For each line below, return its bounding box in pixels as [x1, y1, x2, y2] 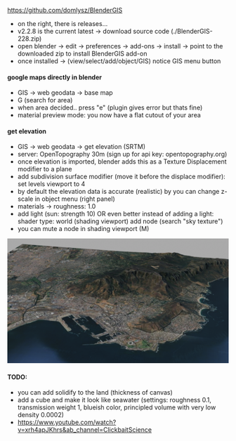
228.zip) [17, 34, 42, 43]
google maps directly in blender [7, 73, 102, 81]
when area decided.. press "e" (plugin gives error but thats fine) [17, 103, 203, 112]
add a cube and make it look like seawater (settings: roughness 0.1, [17, 396, 212, 404]
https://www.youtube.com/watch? [17, 418, 117, 427]
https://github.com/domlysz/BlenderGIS [7, 6, 123, 14]
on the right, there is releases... [17, 20, 108, 27]
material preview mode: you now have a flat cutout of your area [17, 111, 202, 119]
